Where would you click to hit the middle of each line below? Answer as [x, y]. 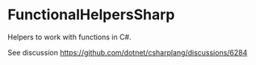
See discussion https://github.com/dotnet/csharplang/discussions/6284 [128, 52]
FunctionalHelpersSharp [91, 15]
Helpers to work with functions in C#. [69, 37]
